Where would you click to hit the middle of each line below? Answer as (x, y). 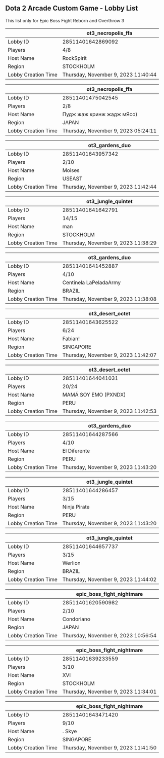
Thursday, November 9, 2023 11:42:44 (110, 187)
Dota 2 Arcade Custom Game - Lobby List (72, 8)
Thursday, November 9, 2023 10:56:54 (110, 635)
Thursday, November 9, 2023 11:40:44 (110, 75)
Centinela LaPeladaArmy (92, 282)
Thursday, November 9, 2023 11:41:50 (110, 747)
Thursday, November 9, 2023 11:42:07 (110, 355)
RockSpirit (74, 58)
